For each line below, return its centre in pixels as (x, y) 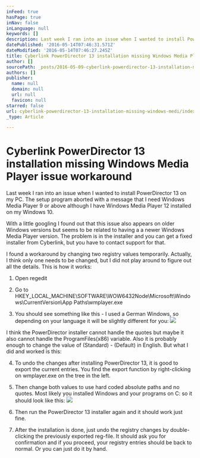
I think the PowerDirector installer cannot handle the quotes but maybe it (95, 332)
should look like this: (40, 401)
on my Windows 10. (30, 212)
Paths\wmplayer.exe (98, 302)
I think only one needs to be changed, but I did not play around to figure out (99, 261)
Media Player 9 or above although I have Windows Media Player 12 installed (99, 206)
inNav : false (22, 23)
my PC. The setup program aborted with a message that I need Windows (95, 199)
